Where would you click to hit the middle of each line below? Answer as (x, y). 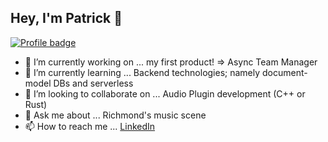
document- (285, 72)
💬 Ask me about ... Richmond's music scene (115, 115)
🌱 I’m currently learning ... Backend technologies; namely (142, 72)
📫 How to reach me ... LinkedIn (90, 126)
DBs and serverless (93, 83)
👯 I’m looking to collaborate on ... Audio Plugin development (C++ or (165, 93)
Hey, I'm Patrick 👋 (66, 18)
